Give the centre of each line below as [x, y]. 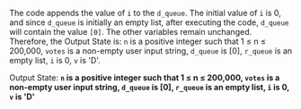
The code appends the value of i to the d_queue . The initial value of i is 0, [145, 13]
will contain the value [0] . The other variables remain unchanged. [131, 32]
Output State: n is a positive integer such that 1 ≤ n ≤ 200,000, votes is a [145, 78]
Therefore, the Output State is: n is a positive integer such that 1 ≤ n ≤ [138, 41]
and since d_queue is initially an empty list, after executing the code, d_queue [149, 22]
